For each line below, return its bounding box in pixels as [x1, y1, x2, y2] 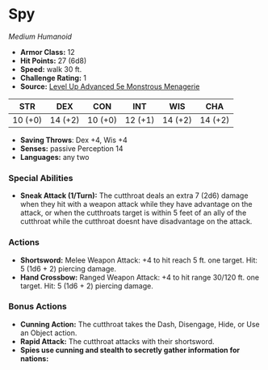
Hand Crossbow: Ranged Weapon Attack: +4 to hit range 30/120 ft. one [19, 272, 260, 282]
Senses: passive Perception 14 [19, 143, 124, 153]
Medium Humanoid [8, 32, 73, 41]
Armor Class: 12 [19, 47, 75, 57]
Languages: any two [19, 152, 90, 162]
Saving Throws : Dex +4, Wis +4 [19, 135, 128, 145]
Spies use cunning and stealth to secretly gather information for [19, 345, 241, 355]
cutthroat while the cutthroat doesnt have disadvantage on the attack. [19, 217, 253, 226]
